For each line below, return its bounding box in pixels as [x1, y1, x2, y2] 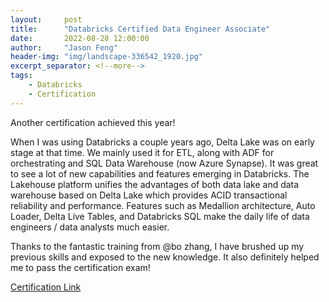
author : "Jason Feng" [10, 42, 118, 53]
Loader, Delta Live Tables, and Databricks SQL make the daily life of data [10, 210, 310, 222]
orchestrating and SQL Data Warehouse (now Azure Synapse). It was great [10, 157, 319, 169]
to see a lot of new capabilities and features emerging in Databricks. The [10, 167, 310, 180]
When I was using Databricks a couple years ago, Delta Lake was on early [10, 136, 315, 148]
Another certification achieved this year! [10, 116, 176, 128]
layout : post [10, 14, 83, 25]
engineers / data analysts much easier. [10, 221, 170, 233]
